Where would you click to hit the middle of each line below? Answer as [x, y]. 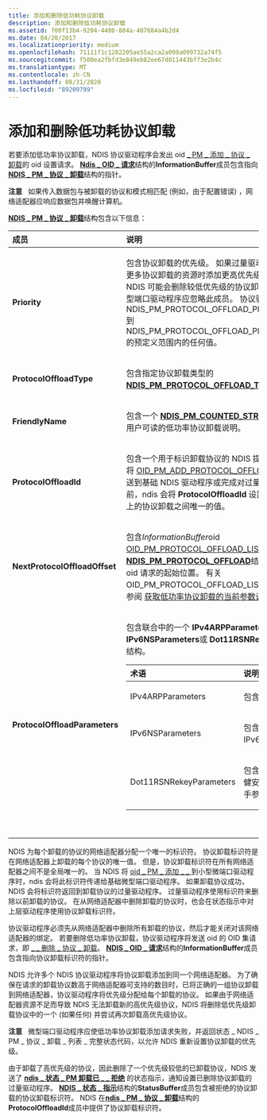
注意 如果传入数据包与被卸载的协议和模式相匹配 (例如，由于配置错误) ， [127, 191]
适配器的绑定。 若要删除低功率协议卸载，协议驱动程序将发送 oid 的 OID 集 [129, 938]
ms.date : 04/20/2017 [43, 38]
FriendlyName [40, 422]
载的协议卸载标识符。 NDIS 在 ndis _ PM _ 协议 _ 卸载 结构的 [104, 1098]
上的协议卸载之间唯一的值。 [178, 507]
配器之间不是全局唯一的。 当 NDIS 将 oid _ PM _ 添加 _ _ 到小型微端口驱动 [128, 871]
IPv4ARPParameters [168, 697]
